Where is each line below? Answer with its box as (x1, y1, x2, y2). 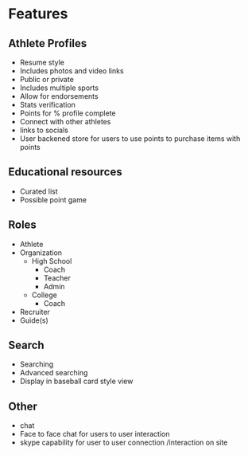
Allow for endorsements (19, 92, 99, 100)
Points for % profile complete (19, 108, 117, 118)
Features (8, 5, 68, 23)
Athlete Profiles (8, 37, 87, 50)
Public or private (19, 75, 74, 84)
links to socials (19, 125, 69, 135)
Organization (19, 248, 62, 257)
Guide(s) (19, 316, 49, 325)
